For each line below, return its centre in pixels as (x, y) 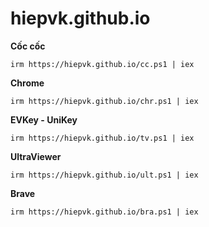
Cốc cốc (28, 46)
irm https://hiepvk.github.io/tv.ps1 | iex (102, 138)
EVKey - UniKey (44, 119)
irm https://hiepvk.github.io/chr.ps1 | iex (104, 101)
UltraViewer (36, 156)
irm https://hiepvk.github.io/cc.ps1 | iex (102, 64)
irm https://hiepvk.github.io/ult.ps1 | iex (104, 175)
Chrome (27, 83)
